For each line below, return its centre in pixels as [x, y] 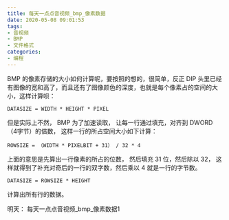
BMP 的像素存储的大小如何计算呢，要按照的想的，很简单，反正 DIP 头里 [109, 78]
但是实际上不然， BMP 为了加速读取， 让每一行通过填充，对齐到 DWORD [110, 122]
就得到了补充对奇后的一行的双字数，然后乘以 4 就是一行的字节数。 [107, 167]
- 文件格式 [21, 45]
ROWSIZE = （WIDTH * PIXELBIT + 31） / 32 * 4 [74, 145]
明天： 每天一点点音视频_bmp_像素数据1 [64, 209]
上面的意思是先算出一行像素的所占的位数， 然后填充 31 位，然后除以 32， [111, 159]
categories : [24, 52]
